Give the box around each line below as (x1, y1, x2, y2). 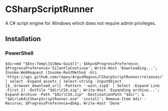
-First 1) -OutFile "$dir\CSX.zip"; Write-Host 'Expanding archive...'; (5, 87, 160, 92)
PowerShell (5, 50, 33, 57)
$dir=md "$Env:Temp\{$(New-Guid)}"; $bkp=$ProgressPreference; (5, 61, 140, 66)
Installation (5, 35, 41, 43)
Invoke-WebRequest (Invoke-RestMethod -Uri (5, 70, 97, 75)
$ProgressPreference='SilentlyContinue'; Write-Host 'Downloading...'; (5, 65, 157, 71)
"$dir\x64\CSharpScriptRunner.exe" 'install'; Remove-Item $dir (5, 96, 142, 101)
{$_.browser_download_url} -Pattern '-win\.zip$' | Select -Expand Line (5, 83, 160, 88)
